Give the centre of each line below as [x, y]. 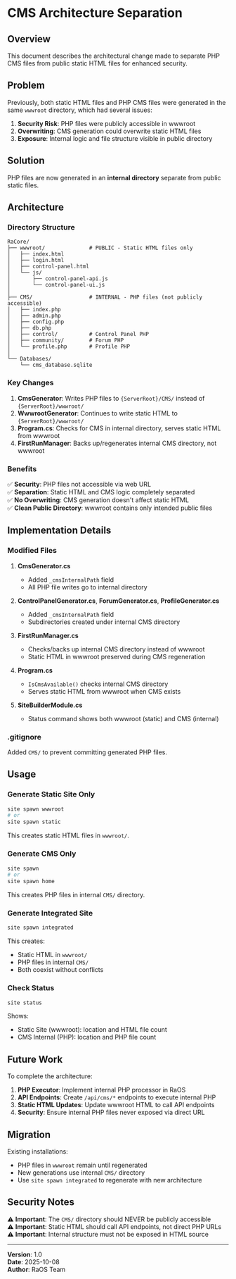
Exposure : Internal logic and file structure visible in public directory [115, 138]
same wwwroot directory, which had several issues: [80, 110]
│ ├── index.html [36, 254]
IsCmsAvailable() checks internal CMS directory [98, 684]
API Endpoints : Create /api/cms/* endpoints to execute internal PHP [117, 1097]
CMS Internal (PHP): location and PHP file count [87, 1037]
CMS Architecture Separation [95, 13]
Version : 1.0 [25, 1254]
